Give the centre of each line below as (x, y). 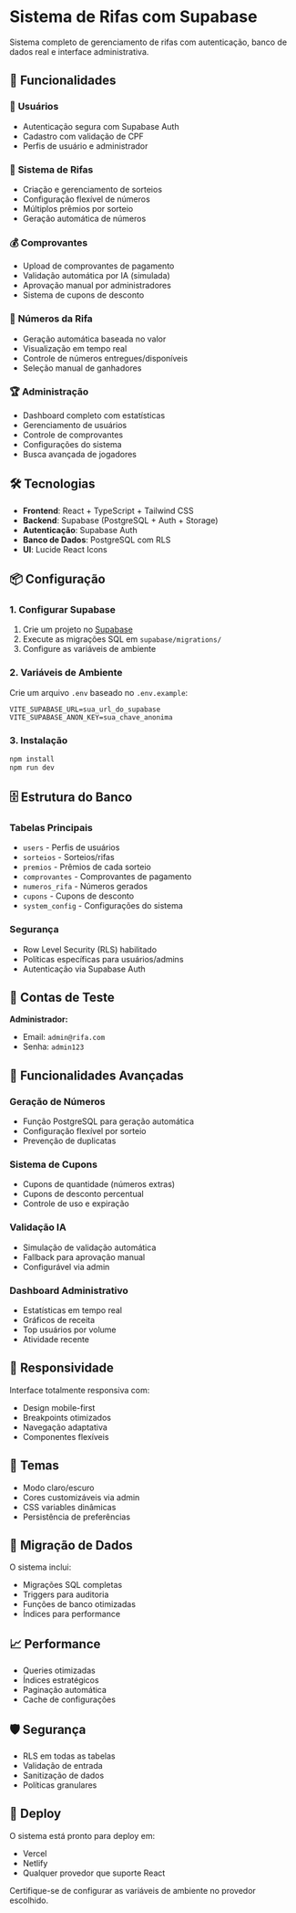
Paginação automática (65, 1690)
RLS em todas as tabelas (69, 1756)
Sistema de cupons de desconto (83, 295)
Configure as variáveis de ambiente (89, 649)
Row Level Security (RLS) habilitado (90, 949)
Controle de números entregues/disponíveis (105, 358)
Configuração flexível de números (86, 199)
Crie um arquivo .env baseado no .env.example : (99, 692)
